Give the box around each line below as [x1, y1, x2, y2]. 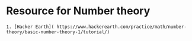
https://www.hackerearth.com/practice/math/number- [56, 24, 187, 30]
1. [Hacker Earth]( [6, 24, 55, 30]
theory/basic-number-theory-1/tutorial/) [6, 29, 110, 35]
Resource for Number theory [6, 4, 151, 18]
